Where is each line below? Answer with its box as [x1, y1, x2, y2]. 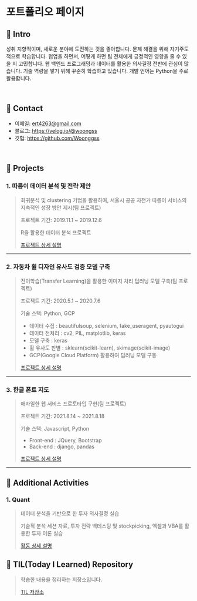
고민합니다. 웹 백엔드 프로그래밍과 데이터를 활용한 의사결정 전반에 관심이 [18, 60, 183, 67]
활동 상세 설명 [20, 542, 52, 549]
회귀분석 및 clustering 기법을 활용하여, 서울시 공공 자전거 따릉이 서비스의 [20, 196, 187, 203]
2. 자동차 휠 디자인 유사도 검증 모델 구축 [6, 263, 110, 271]
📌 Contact [6, 103, 43, 113]
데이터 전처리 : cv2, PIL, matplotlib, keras [29, 330, 126, 337]
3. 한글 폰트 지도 [6, 385, 50, 394]
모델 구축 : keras [29, 337, 68, 344]
